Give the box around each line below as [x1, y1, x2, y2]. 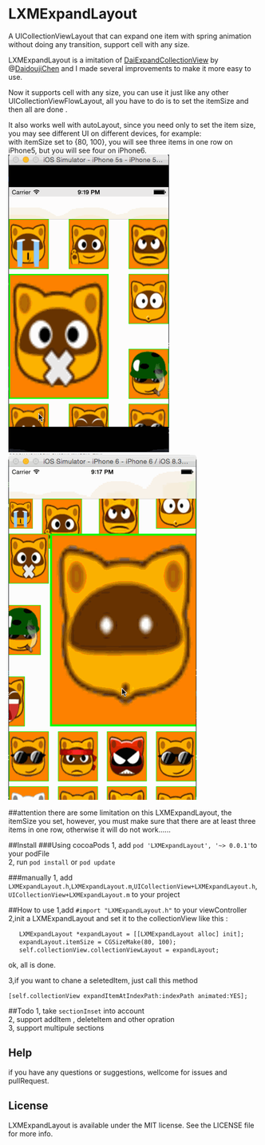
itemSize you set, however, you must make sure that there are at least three [8, 816, 256, 825]
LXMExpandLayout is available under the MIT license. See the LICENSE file [8, 1120, 255, 1130]
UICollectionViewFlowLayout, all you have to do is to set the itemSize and [8, 96, 249, 105]
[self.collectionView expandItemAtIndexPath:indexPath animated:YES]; [8, 992, 248, 1000]
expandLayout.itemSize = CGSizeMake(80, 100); [18, 938, 177, 946]
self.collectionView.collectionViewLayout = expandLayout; [18, 946, 220, 954]
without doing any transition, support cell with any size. [8, 39, 190, 49]
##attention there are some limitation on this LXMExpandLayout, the [8, 808, 232, 817]
